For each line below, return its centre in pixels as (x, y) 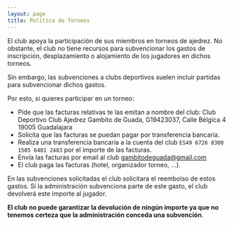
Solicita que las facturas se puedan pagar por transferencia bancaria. (119, 135)
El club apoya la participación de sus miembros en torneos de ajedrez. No (115, 40)
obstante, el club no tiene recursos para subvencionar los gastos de (106, 48)
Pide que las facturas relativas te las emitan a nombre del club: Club (116, 112)
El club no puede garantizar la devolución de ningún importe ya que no (113, 207)
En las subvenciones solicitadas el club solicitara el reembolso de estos (112, 179)
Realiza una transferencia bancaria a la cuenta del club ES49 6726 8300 (121, 142)
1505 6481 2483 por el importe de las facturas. (85, 149)
